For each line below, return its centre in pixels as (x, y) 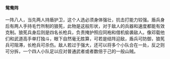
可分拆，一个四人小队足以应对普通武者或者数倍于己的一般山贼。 (72, 51)
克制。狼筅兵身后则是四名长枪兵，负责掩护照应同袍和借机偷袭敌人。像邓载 (83, 32)
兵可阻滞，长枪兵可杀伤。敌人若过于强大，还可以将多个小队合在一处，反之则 (85, 45)
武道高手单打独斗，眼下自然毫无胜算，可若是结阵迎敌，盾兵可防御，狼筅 (89, 39)
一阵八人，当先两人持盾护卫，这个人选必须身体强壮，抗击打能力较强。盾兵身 (85, 20)
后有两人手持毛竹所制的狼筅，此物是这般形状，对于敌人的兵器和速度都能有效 (85, 26)
